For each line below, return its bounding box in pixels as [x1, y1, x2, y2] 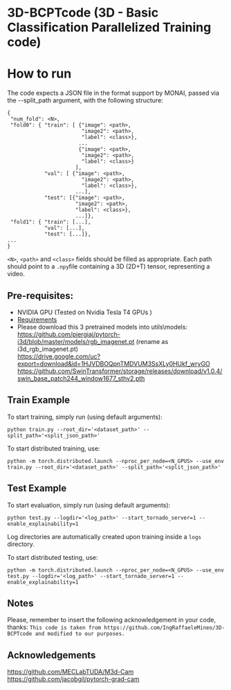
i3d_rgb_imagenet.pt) [17, 345, 78, 353]
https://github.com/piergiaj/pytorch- [17, 330, 121, 338]
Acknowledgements [7, 649, 96, 661]
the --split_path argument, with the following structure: [7, 96, 164, 105]
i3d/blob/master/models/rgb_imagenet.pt [17, 337, 135, 345]
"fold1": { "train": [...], [10, 219, 91, 226]
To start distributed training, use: [7, 444, 100, 453]
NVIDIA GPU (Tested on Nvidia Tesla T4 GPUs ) [17, 308, 152, 316]
